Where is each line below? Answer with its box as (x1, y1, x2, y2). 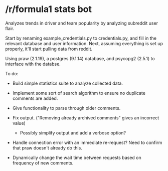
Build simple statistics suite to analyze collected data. (12, 80, 123, 86)
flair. (5, 25, 15, 31)
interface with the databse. (5, 61, 61, 67)
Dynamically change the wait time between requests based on (12, 154, 141, 160)
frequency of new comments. (12, 159, 74, 166)
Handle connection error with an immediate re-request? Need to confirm (12, 139, 162, 145)
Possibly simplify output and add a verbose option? (20, 129, 126, 136)
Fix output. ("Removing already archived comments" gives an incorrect (12, 114, 159, 121)
